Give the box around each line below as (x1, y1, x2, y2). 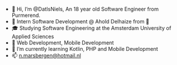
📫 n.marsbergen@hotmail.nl (11, 52, 81, 59)
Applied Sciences (11, 33, 55, 40)
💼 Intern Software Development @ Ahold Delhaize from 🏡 (11, 18, 149, 25)
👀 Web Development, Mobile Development (11, 39, 114, 46)
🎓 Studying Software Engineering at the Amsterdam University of (11, 25, 172, 32)
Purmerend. (11, 12, 41, 19)
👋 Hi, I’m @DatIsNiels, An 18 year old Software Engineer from (11, 6, 159, 12)
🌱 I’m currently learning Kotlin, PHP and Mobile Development (11, 46, 158, 52)
